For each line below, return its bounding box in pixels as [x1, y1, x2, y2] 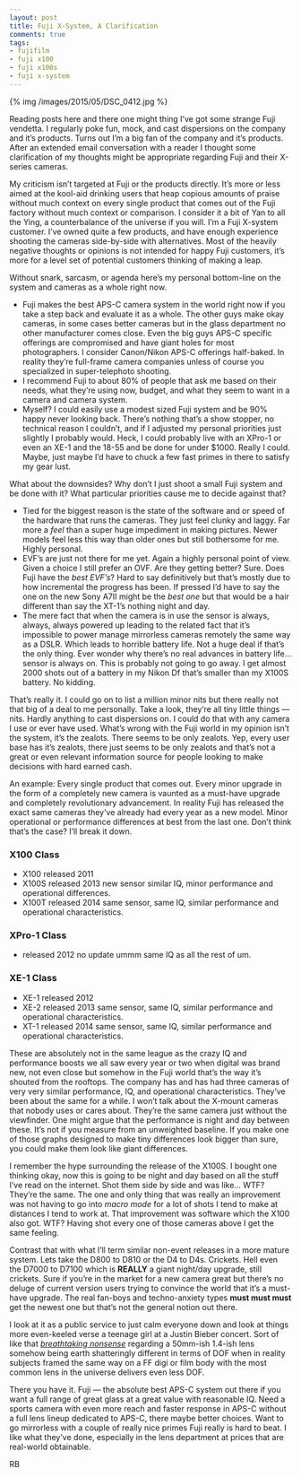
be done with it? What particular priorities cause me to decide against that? [9, 488, 287, 499]
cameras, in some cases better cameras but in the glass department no [21, 317, 287, 328]
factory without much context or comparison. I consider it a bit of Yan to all [9, 207, 286, 218]
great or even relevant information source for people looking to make [9, 751, 263, 762]
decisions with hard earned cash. [9, 760, 133, 771]
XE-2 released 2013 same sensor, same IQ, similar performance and [21, 1002, 273, 1012]
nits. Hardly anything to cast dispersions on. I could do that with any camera [9, 713, 290, 724]
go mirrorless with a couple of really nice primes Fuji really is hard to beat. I [9, 1422, 287, 1433]
